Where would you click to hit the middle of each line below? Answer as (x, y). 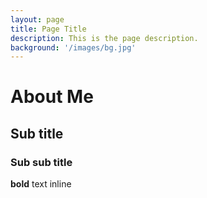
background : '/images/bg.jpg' (73, 47)
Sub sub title (41, 162)
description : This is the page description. (104, 38)
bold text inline (41, 184)
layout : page (37, 19)
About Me (52, 97)
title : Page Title (48, 29)
